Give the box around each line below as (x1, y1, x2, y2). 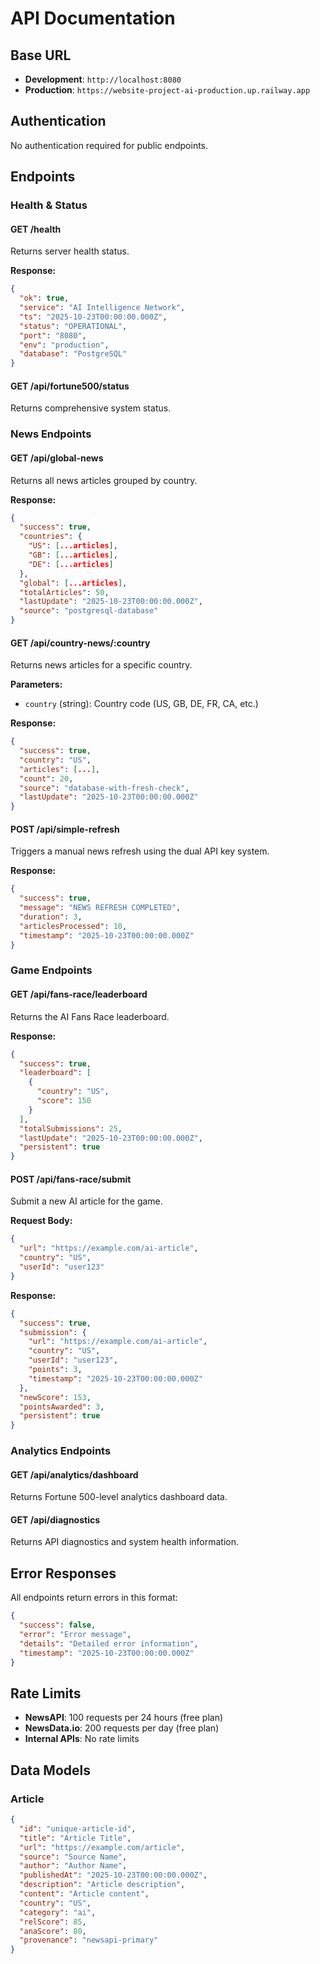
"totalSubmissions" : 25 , (19, 1123, 123, 1134)
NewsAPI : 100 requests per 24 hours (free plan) (24, 1712, 224, 1724)
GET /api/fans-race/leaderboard (10, 988, 148, 1001)
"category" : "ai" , (19, 1907, 97, 1917)
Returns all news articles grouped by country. (10, 474, 198, 486)
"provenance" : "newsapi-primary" (19, 1935, 159, 1946)
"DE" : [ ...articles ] (28, 559, 114, 569)
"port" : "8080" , (19, 330, 87, 341)
